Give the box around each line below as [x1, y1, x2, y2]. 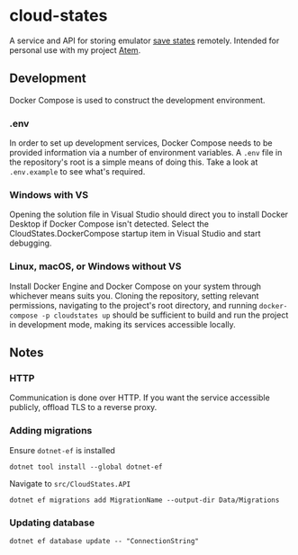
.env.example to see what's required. [9, 166, 146, 177]
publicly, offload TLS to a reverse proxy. [9, 402, 158, 413]
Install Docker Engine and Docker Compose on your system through [9, 281, 262, 291]
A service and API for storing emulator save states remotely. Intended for [9, 35, 280, 46]
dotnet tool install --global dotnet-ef [9, 462, 164, 471]
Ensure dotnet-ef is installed [9, 444, 115, 455]
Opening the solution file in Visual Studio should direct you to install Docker [9, 209, 289, 220]
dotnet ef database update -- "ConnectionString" [9, 536, 200, 545]
